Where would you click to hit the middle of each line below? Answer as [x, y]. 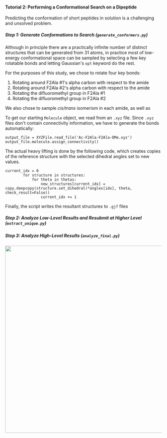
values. [12, 162]
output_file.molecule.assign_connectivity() [52, 142]
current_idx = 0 [22, 171]
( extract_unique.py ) [26, 223]
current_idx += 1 [59, 197]
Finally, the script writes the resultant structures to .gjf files [67, 207]
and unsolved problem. [29, 23]
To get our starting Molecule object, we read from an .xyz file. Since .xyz [80, 118]
